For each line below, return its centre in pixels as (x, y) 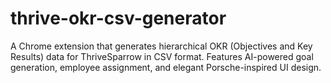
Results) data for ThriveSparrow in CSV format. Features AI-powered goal (162, 56)
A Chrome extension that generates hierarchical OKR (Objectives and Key (161, 46)
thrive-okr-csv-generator (118, 18)
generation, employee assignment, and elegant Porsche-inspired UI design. (166, 67)
